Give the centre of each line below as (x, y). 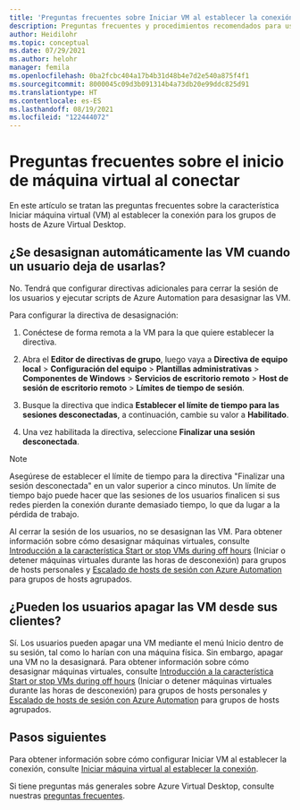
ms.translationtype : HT (54, 92)
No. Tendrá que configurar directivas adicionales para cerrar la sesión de (144, 288)
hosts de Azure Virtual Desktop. (68, 225)
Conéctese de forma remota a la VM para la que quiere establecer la (148, 332)
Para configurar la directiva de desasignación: (94, 315)
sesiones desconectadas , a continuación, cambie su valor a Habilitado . (155, 414)
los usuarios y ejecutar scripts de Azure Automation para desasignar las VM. (150, 297)
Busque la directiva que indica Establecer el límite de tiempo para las (150, 405)
